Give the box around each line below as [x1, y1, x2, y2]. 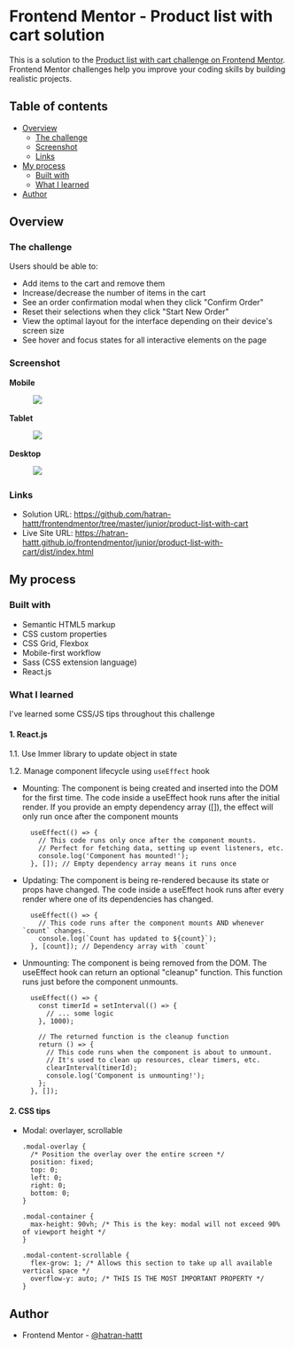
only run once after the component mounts [21, 811, 179, 822]
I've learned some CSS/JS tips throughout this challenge [9, 708, 215, 720]
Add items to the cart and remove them [21, 278, 166, 289]
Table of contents [9, 99, 108, 114]
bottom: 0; [30, 1189, 71, 1198]
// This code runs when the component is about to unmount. [45, 1048, 273, 1057]
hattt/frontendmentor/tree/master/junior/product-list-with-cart [21, 518, 249, 529]
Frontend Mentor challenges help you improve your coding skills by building [9, 64, 286, 75]
